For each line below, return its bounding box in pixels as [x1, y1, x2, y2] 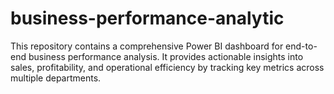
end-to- [285, 40, 318, 52]
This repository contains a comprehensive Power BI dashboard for [10, 40, 284, 52]
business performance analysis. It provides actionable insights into [28, 50, 304, 62]
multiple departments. [10, 72, 102, 84]
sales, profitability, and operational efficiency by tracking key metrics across [10, 61, 325, 73]
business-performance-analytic [10, 7, 285, 30]
